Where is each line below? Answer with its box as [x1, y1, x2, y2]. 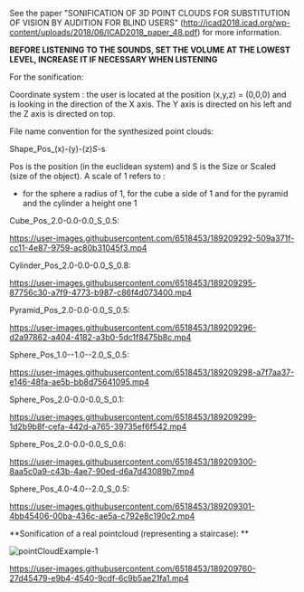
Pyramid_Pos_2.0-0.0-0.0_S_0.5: [9, 305, 131, 315]
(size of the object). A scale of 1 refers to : [9, 171, 166, 181]
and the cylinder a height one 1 [22, 198, 138, 208]
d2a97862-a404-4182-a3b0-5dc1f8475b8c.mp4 [9, 332, 192, 342]
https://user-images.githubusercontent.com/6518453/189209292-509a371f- [9, 233, 295, 243]
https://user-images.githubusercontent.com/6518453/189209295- [9, 278, 257, 288]
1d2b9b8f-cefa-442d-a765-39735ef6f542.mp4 [9, 421, 187, 432]
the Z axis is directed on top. [9, 109, 116, 119]
